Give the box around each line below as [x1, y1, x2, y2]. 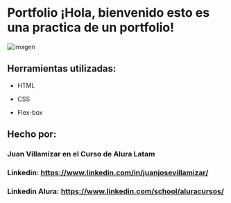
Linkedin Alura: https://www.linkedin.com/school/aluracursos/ [7, 186, 224, 196]
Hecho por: [7, 129, 57, 140]
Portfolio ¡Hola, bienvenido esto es [7, 5, 210, 21]
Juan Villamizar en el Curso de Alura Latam [7, 149, 155, 159]
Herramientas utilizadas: [7, 63, 117, 74]
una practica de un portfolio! [7, 19, 175, 35]
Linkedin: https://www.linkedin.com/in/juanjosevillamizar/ [7, 168, 209, 177]
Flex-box [17, 108, 43, 116]
